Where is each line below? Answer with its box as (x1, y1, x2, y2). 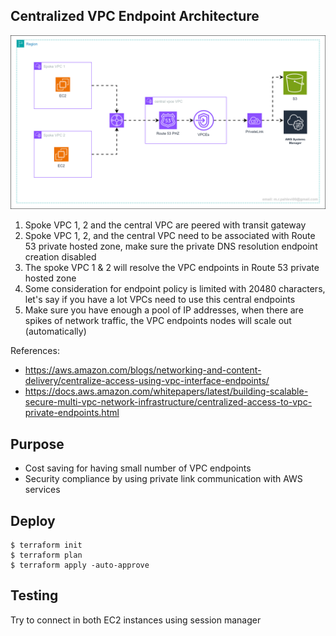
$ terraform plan (10, 550, 83, 561)
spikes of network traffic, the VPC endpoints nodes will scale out (24, 315, 292, 327)
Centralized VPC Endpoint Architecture (10, 8, 260, 25)
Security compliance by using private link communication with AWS (24, 473, 303, 485)
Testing (10, 587, 59, 604)
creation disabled (24, 251, 97, 263)
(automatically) (24, 325, 87, 338)
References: (10, 345, 60, 357)
